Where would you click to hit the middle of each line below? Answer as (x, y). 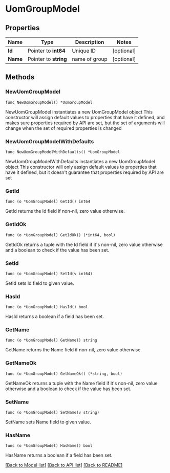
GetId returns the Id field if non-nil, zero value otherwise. (65, 211)
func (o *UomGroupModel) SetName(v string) (52, 413)
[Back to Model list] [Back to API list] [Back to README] (64, 465)
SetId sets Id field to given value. (40, 283)
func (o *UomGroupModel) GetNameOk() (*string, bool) (64, 374)
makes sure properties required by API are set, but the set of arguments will (85, 123)
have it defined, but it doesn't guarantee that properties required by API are (84, 172)
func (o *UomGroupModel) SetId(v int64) (49, 274)
